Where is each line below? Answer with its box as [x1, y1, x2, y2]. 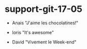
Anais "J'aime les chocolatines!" [12, 20, 78, 26]
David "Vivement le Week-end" [12, 39, 76, 45]
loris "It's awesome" [12, 29, 54, 35]
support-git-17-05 [5, 3, 82, 15]
